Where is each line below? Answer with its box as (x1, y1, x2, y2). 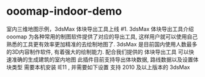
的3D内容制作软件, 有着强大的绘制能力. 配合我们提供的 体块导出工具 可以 (6, 48, 189, 56)
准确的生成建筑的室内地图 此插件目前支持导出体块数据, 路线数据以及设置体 (11, 56, 199, 63)
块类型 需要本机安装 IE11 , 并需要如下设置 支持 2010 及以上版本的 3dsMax (6, 63, 190, 71)
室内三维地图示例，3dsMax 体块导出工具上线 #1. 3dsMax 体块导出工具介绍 (6, 25, 194, 32)
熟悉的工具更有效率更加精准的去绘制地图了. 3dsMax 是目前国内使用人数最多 (6, 40, 198, 48)
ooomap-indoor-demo (6, 4, 122, 18)
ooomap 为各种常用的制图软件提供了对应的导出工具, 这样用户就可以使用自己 (6, 32, 198, 40)
